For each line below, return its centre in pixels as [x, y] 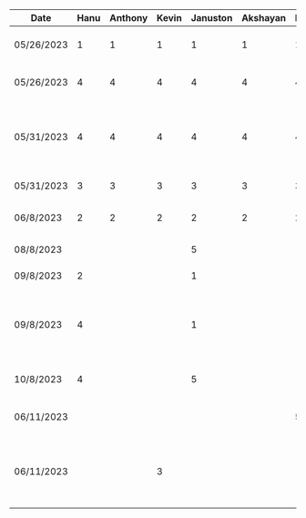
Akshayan [264, 18]
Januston [212, 18]
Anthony [128, 18]
